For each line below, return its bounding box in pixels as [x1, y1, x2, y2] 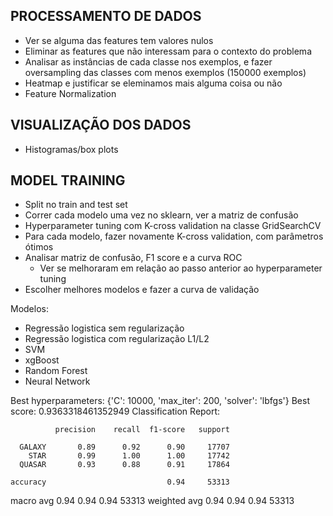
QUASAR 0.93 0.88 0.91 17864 [19, 460, 230, 470]
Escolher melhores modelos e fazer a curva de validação [24, 284, 260, 296]
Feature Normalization [24, 87, 117, 99]
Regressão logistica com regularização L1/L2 [24, 333, 210, 345]
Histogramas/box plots [24, 143, 119, 155]
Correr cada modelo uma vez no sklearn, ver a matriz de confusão [24, 209, 299, 221]
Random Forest [24, 365, 88, 377]
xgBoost [24, 354, 60, 366]
